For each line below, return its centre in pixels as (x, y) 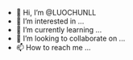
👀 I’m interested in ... (50, 21)
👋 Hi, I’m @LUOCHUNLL (56, 13)
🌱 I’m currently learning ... (59, 30)
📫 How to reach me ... (53, 47)
